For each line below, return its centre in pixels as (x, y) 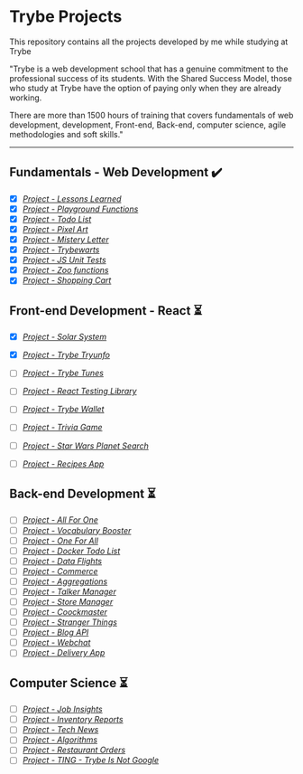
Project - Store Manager (68, 601)
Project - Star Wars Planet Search (85, 446)
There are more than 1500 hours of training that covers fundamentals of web (151, 115)
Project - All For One (60, 520)
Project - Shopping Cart (67, 280)
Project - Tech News (60, 730)
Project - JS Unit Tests (64, 260)
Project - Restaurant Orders (74, 750)
